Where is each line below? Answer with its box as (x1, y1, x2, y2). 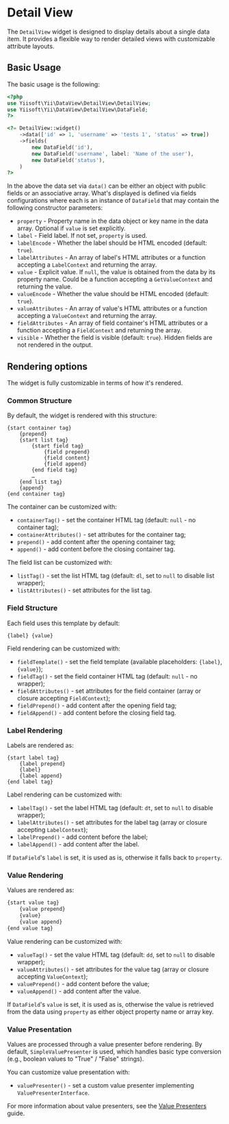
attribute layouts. (7, 42, 55, 50)
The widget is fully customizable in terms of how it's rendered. (7, 379, 183, 387)
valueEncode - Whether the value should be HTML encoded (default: (16, 290, 209, 298)
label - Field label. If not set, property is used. (16, 232, 148, 240)
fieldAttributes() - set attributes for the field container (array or (16, 687, 202, 695)
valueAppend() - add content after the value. (16, 987, 142, 995)
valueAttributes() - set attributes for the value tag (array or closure (16, 965, 209, 973)
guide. (7, 1109, 25, 1117)
